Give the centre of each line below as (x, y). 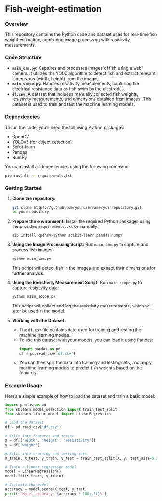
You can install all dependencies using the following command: (67, 167)
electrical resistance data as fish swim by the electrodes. (68, 89)
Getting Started (23, 188)
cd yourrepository (30, 212)
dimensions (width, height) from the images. (56, 78)
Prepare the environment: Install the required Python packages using (81, 221)
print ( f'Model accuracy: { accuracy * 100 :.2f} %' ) (56, 494)
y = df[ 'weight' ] (22, 445)
